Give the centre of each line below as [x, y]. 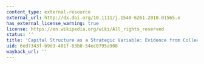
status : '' [20, 35]
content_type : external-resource [49, 12]
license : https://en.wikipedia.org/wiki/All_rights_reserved [85, 29]
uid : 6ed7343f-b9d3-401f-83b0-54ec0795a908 [62, 46]
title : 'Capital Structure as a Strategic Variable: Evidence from [93, 40]
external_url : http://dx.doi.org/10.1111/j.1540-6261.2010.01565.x [93, 18]
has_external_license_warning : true [53, 23]
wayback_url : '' [27, 52]
